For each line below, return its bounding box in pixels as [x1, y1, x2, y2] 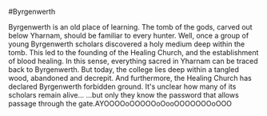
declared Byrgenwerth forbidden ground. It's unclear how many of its [8, 82, 237, 91]
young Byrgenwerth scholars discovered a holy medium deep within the [8, 39, 245, 49]
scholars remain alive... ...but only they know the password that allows [8, 90, 240, 99]
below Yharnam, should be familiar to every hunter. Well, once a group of [8, 31, 249, 40]
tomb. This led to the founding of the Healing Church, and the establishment [8, 48, 259, 57]
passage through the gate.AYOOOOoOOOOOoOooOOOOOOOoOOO [8, 99, 233, 108]
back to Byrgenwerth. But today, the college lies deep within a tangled [8, 65, 240, 74]
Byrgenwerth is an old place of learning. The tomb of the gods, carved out [8, 22, 253, 31]
